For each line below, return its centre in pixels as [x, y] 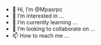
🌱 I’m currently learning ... [45, 22]
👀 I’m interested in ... [38, 16]
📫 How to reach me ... [40, 36]
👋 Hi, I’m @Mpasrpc [37, 9]
